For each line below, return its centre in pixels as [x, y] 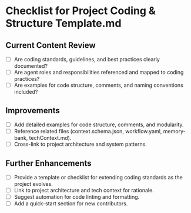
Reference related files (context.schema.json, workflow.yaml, [88, 132]
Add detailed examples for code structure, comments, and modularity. [99, 124]
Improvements [33, 110]
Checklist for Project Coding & [81, 11]
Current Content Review [51, 45]
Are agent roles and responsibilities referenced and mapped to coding [99, 73]
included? [26, 92]
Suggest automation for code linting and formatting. [77, 197]
